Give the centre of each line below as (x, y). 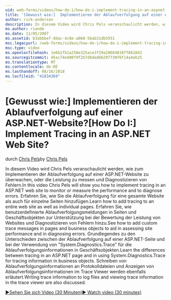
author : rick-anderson (29, 19)
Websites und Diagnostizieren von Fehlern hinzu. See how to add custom (81, 223)
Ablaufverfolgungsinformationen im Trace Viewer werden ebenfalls (76, 271)
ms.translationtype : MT (31, 62)
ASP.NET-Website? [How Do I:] (71, 123)
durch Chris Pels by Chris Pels (36, 159)
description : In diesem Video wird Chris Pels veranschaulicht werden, (83, 24)
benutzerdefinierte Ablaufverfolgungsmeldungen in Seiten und (71, 212)
